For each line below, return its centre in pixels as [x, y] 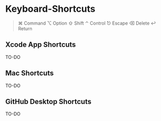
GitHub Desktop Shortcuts [48, 101]
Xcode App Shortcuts [41, 45]
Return [25, 28]
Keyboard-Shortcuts [50, 9]
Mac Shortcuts [30, 73]
